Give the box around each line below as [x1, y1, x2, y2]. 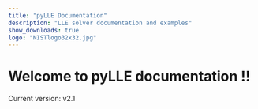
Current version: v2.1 [8, 94, 76, 103]
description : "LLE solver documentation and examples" [8, 19, 193, 27]
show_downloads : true [8, 26, 80, 34]
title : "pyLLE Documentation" [8, 11, 108, 20]
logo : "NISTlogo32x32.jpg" [8, 33, 97, 42]
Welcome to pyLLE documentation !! [8, 68, 251, 85]
